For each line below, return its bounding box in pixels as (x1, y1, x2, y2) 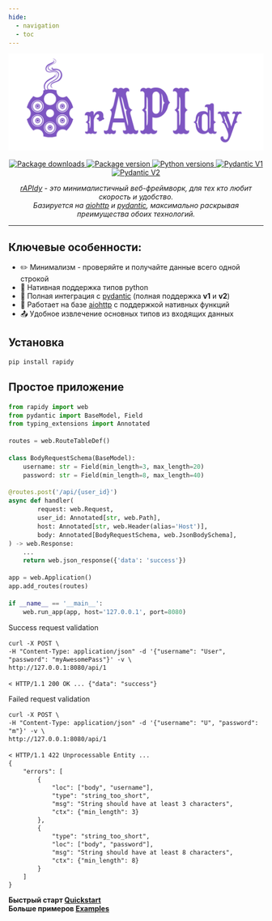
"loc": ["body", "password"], (51, 840, 154, 848)
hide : (8, 13, 27, 21)
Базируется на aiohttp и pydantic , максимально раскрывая (32, 201, 240, 211)
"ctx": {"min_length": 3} (51, 808, 139, 816)
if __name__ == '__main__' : (8, 599, 104, 608)
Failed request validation (8, 693, 91, 704)
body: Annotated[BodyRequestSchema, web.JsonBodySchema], (37, 531, 237, 539)
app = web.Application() (8, 573, 92, 582)
